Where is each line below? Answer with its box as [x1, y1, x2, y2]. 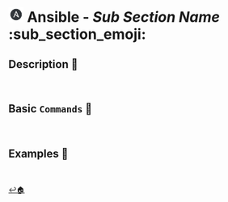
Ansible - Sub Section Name [27, 8, 221, 27]
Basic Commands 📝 [8, 102, 93, 116]
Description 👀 [8, 57, 78, 71]
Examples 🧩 [8, 147, 69, 161]
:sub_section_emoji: [8, 25, 146, 44]
